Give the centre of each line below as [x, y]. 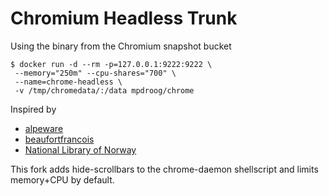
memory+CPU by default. [62, 179]
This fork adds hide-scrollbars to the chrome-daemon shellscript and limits [164, 169]
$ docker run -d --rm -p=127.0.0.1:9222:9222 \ [111, 64]
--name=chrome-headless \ [68, 82]
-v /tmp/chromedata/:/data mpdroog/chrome [104, 90]
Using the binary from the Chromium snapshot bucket [121, 46]
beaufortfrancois [59, 139]
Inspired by [33, 109]
